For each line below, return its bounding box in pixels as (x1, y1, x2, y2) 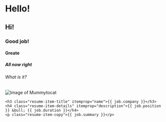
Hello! (5, 3, 30, 14)
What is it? (5, 74, 27, 80)
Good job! (5, 38, 29, 45)
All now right (5, 61, 32, 67)
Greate (5, 50, 20, 56)
